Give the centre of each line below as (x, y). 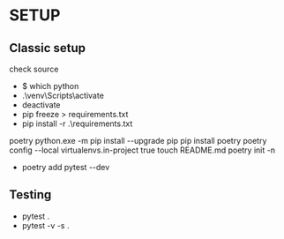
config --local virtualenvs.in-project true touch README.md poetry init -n (142, 150)
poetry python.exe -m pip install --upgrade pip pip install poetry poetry (138, 141)
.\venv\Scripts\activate (63, 95)
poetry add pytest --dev (66, 167)
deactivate (41, 105)
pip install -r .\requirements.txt (77, 123)
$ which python (50, 86)
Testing (30, 195)
